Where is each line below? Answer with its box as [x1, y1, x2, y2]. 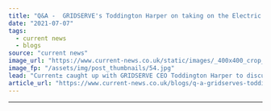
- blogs [15, 42, 42, 50]
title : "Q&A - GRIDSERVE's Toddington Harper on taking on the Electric [8, 11, 262, 20]
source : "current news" [8, 49, 89, 57]
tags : [8, 27, 27, 35]
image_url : [8, 57, 45, 65]
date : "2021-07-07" [8, 19, 74, 27]
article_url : [8, 79, 52, 87]
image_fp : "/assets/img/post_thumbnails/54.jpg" [8, 64, 175, 72]
